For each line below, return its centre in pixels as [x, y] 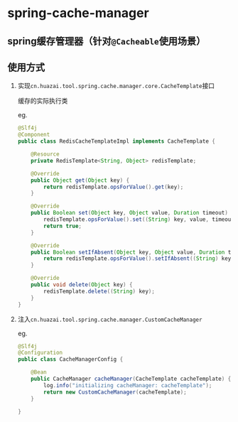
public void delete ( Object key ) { [82, 285]
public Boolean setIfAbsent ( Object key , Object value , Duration [128, 252]
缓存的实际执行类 [43, 101]
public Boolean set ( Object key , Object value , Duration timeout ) [130, 213]
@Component [34, 135]
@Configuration [40, 353]
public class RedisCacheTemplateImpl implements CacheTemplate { [116, 141]
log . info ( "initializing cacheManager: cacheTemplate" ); [128, 385]
